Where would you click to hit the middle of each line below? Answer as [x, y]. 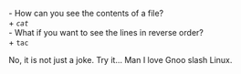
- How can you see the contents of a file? [86, 13]
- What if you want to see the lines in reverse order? [106, 32]
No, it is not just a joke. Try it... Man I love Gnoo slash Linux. [120, 60]
